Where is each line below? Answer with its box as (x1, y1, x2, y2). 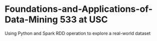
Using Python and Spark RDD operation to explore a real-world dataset (4, 30, 151, 36)
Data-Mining (4, 14, 58, 25)
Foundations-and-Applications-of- (4, 3, 153, 15)
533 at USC (59, 14, 108, 25)
